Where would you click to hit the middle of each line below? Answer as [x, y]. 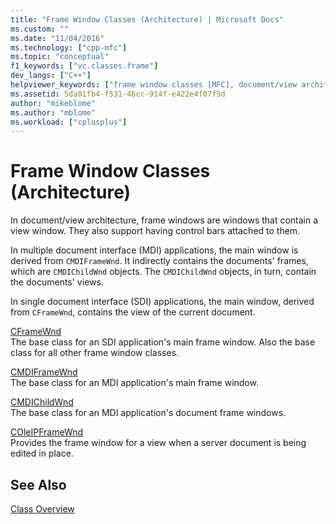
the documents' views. [57, 282]
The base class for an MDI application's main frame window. [134, 383]
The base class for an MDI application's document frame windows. [148, 413]
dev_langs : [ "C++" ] [51, 76]
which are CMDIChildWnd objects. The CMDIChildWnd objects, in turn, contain [163, 272]
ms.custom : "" [40, 29]
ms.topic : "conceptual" [60, 57]
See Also [38, 484]
